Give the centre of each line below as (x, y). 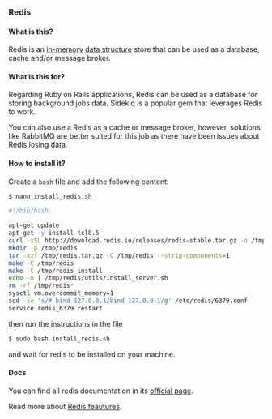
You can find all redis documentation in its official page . (101, 391)
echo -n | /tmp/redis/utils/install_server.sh (88, 278)
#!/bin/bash (28, 211)
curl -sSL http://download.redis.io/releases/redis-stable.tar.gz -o (128, 241)
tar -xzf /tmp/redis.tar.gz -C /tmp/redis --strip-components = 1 (119, 255)
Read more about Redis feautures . (65, 406)
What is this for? (36, 76)
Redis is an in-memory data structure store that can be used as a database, (134, 49)
